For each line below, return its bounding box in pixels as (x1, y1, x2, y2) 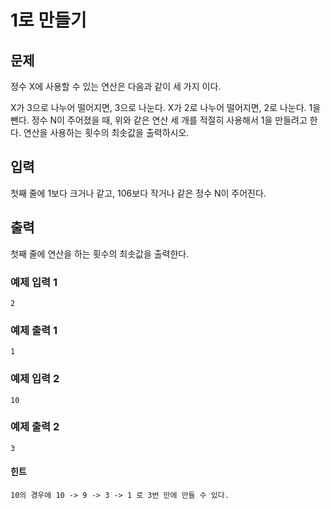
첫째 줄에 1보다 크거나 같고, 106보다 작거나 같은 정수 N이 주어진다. (10, 187, 267, 199)
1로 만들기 (10, 9, 87, 32)
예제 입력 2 (10, 372, 60, 386)
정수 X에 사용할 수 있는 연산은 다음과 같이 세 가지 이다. (10, 81, 222, 92)
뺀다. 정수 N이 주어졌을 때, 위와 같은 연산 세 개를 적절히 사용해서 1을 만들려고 (10, 114, 308, 126)
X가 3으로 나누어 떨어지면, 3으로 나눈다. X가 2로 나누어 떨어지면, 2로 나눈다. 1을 (10, 102, 322, 113)
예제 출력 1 (10, 323, 58, 337)
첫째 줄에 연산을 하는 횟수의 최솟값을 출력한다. (10, 247, 190, 260)
